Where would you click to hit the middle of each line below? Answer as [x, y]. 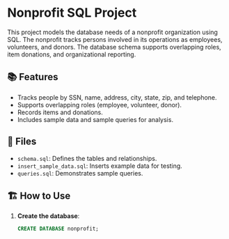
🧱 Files [22, 142]
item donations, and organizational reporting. [72, 54]
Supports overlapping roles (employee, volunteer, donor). [100, 105]
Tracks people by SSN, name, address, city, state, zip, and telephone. [117, 97]
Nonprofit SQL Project [72, 13]
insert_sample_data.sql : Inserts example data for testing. [100, 166]
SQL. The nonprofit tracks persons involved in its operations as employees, [115, 39]
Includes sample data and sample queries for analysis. [95, 119]
